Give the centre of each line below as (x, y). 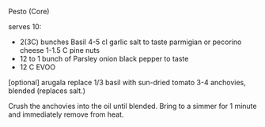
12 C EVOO (38, 67)
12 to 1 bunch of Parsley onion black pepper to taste (104, 59)
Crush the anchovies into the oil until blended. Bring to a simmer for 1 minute (132, 106)
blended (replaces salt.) (47, 91)
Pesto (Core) (29, 11)
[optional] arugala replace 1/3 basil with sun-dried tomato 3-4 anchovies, (127, 82)
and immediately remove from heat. (66, 114)
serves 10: (25, 26)
